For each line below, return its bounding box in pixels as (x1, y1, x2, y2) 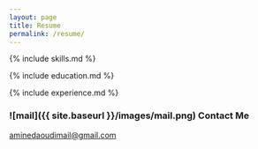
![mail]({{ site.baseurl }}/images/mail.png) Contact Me (9, 109, 250, 122)
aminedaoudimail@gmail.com (9, 130, 117, 140)
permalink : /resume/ (9, 29, 86, 38)
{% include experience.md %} (9, 87, 119, 98)
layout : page (9, 12, 57, 22)
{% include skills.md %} (9, 54, 96, 64)
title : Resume (9, 21, 62, 30)
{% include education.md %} (9, 71, 115, 81)
